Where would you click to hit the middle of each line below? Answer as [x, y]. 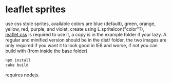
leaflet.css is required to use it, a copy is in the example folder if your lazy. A [86, 34]
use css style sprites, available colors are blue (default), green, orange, [80, 24]
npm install [18, 60]
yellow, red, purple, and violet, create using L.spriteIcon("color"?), [75, 29]
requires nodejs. [23, 75]
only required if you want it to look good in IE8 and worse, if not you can [81, 45]
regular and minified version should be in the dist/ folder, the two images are [86, 40]
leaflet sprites [35, 9]
